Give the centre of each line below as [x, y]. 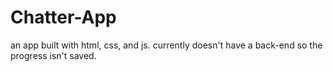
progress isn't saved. [53, 55]
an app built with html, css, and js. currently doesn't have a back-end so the [166, 45]
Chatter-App [63, 17]
